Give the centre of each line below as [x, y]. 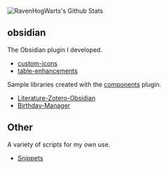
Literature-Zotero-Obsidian [56, 97]
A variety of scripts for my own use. [59, 144]
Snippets [30, 158]
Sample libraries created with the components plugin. [84, 84]
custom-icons [37, 63]
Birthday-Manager [44, 105]
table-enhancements [48, 71]
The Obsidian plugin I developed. [55, 50]
